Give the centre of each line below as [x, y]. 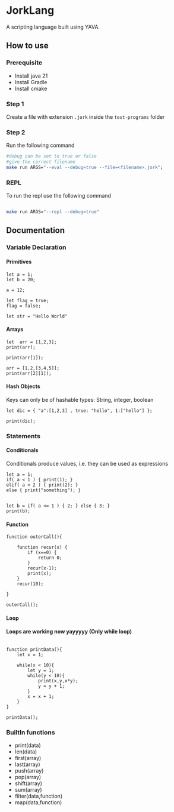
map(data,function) [38, 802]
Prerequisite [24, 63]
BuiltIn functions [31, 732]
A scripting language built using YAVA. [53, 27]
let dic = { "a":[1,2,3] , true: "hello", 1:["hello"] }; [79, 410]
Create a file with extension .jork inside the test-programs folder [86, 116]
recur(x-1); [42, 568]
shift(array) [29, 783]
